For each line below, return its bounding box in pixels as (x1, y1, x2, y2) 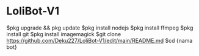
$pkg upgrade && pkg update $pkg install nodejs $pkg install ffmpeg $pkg (6, 24, 194, 31)
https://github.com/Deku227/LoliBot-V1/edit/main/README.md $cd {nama (6, 37, 193, 44)
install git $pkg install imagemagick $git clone (6, 30, 121, 37)
